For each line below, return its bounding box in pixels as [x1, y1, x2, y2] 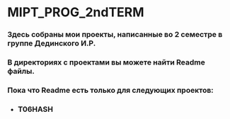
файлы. [7, 67, 35, 76]
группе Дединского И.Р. [7, 38, 96, 48]
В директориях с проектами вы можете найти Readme [7, 57, 205, 67]
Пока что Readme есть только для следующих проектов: [7, 85, 214, 95]
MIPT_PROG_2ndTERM [7, 4, 144, 21]
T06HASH [17, 104, 53, 114]
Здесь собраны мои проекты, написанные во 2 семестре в [7, 30, 223, 40]
